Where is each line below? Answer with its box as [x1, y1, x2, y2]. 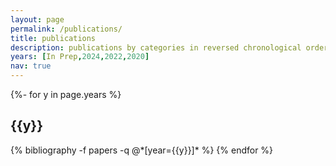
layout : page [10, 14, 65, 25]
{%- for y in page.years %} [10, 89, 122, 100]
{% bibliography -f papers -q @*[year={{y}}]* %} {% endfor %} [10, 144, 274, 156]
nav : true [10, 61, 52, 71]
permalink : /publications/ [10, 24, 123, 34]
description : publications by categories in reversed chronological [10, 42, 302, 53]
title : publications [10, 33, 97, 43]
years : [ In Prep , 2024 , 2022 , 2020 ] [10, 52, 150, 62]
